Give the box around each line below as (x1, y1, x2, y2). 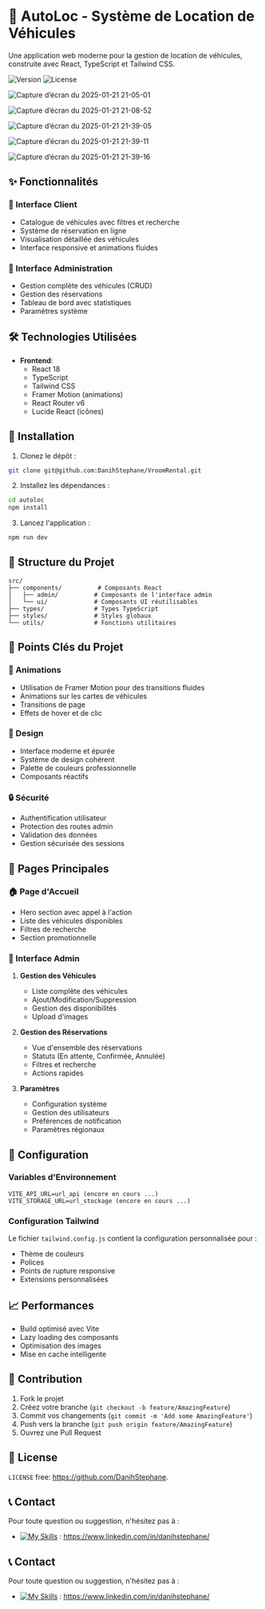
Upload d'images (31, 1012, 89, 1022)
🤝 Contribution (8, 1373, 82, 1386)
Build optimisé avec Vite (19, 1324, 100, 1333)
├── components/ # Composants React (8, 583, 162, 592)
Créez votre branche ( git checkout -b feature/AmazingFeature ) (19, 1402, 231, 1412)
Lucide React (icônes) (31, 407, 105, 416)
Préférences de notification (31, 1116, 122, 1126)
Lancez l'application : (19, 518, 90, 528)
